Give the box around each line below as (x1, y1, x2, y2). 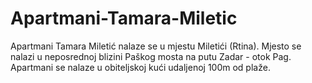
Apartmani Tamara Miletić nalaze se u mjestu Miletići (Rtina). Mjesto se (10, 40, 302, 52)
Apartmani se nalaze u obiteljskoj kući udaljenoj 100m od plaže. (10, 61, 271, 73)
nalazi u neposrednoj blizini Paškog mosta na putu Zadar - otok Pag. (10, 50, 292, 62)
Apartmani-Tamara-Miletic (10, 7, 238, 30)
